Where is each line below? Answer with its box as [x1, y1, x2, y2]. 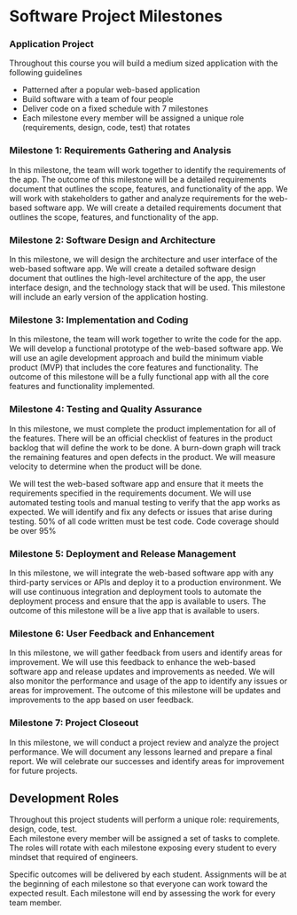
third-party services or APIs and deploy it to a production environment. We [9, 576, 282, 587]
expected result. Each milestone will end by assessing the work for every [9, 888, 277, 899]
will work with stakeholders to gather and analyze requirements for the [9, 192, 268, 203]
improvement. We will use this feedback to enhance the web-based [9, 657, 256, 668]
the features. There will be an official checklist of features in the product [9, 433, 273, 443]
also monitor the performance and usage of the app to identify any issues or [9, 676, 288, 686]
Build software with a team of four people [21, 94, 174, 105]
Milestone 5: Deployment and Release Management [9, 547, 237, 559]
